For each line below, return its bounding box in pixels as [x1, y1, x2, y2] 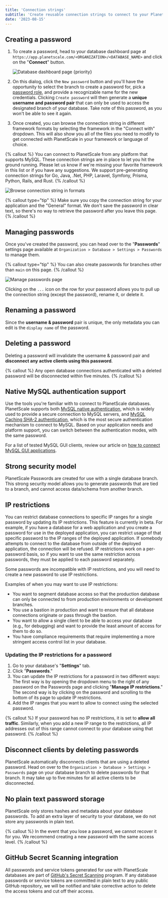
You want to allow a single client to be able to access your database [12, 617, 152, 624]
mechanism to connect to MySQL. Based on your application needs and [5, 422, 153, 428]
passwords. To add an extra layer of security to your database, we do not [5, 813, 156, 819]
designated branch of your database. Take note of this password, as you [12, 105, 162, 111]
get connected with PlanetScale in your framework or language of [12, 136, 148, 142]
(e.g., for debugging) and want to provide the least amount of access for [12, 623, 161, 629]
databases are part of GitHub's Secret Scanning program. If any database [5, 872, 157, 878]
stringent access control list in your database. [12, 639, 106, 645]
